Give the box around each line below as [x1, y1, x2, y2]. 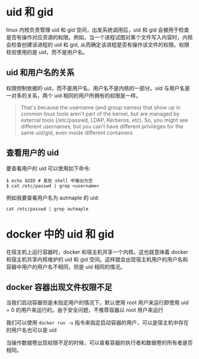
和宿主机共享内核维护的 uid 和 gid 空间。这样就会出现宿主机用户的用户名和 [6, 256, 188, 263]
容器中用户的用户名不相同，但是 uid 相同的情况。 [6, 263, 126, 270]
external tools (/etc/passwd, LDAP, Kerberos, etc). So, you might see [20, 116, 188, 124]
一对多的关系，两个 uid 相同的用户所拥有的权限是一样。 [6, 92, 142, 99]
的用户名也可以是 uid [6, 326, 57, 333]
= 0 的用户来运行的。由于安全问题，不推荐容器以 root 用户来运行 [6, 307, 164, 314]
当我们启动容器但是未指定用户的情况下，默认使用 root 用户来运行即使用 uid [6, 299, 189, 306]
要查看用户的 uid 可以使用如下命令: [6, 165, 91, 172]
